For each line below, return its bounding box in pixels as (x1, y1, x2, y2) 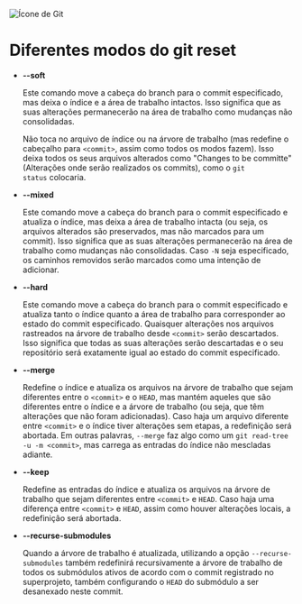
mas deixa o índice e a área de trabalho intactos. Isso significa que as (22, 96, 281, 107)
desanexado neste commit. (22, 586, 124, 597)
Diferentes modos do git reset (9, 41, 237, 60)
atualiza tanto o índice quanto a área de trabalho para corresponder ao (22, 308, 286, 319)
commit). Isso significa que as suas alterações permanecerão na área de (22, 235, 293, 246)
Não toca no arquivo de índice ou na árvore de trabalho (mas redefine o (22, 133, 289, 144)
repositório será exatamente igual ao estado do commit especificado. (22, 347, 281, 358)
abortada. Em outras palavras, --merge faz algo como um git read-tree (22, 429, 288, 441)
